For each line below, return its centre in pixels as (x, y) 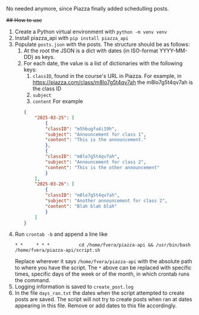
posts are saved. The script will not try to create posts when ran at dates (103, 300)
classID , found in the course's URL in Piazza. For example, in (107, 76)
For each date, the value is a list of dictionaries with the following (103, 63)
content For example (58, 101)
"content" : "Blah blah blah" (81, 206)
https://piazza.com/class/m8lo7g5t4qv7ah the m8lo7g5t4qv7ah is (113, 82)
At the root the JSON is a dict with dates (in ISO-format (91, 51)
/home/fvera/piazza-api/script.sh (57, 250)
